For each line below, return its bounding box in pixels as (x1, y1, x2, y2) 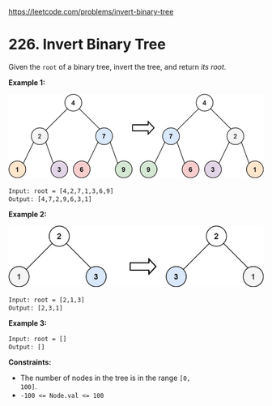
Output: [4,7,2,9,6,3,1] (8, 195, 92, 203)
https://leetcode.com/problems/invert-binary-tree (8, 7, 174, 16)
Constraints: (8, 357, 52, 367)
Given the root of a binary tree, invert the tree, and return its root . (8, 62, 227, 71)
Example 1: (8, 77, 46, 88)
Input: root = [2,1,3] (8, 296, 85, 304)
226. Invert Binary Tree (8, 36, 166, 53)
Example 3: (8, 318, 47, 327)
